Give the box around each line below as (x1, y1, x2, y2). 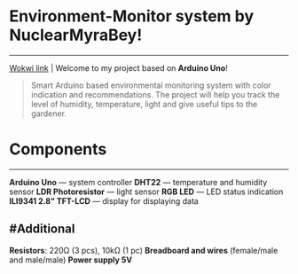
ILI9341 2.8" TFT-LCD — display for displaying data (9, 195, 200, 206)
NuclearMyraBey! (9, 25, 143, 45)
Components (9, 139, 107, 160)
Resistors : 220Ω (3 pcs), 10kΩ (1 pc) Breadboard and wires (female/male (9, 245, 278, 255)
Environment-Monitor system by (9, 6, 255, 27)
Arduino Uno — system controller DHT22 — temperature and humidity (9, 176, 268, 187)
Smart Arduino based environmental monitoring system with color (30, 80, 272, 90)
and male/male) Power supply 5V (9, 254, 133, 265)
